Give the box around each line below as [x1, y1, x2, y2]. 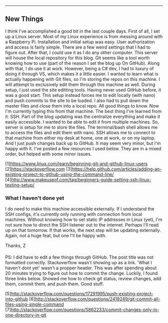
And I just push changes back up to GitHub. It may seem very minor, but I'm [5, 140, 161, 146]
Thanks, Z [5, 243, 26, 249]
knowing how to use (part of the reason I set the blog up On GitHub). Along [5, 60, 160, 66]
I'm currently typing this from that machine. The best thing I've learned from [5, 108, 162, 114]
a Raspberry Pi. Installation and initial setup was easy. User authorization [5, 39, 155, 45]
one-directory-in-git [5, 312, 46, 318]
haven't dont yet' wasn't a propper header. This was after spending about [5, 265, 157, 271]
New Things [5, 15, 43, 23]
